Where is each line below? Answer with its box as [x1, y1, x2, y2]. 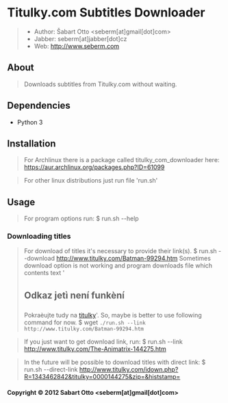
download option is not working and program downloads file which [23, 261, 213, 270]
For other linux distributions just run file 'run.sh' [23, 177, 158, 185]
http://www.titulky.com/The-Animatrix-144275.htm [23, 345, 166, 353]
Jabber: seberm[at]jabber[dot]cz [34, 34, 127, 42]
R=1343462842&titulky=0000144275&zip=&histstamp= [23, 373, 181, 381]
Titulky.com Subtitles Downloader [7, 5, 205, 21]
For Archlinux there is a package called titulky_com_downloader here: [23, 156, 220, 164]
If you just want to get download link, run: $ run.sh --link [23, 337, 183, 346]
